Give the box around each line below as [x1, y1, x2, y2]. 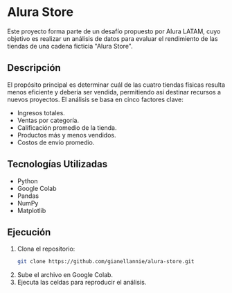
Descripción [7, 62, 61, 74]
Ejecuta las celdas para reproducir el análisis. [17, 278, 147, 287]
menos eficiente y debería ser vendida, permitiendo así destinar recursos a [7, 87, 222, 96]
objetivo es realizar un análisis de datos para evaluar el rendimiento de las [7, 34, 218, 42]
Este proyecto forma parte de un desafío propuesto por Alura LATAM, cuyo [7, 27, 221, 35]
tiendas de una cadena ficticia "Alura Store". [7, 42, 133, 50]
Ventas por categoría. [17, 116, 80, 124]
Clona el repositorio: [17, 244, 75, 253]
